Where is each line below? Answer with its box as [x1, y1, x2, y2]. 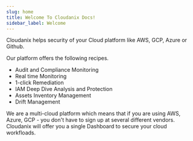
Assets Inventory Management [14, 92, 92, 99]
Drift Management [14, 98, 60, 105]
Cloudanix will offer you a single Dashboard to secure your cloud [6, 123, 167, 130]
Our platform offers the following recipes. [6, 55, 109, 62]
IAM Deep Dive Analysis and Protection [14, 86, 113, 93]
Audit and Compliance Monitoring [14, 66, 99, 74]
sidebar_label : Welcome [6, 20, 66, 26]
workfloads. [6, 129, 36, 136]
